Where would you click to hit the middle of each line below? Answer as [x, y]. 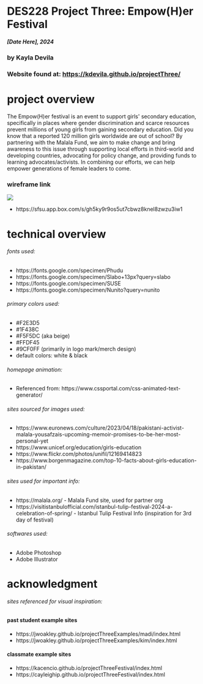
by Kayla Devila [30, 58]
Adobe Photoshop [39, 552]
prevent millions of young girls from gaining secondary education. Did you [100, 129]
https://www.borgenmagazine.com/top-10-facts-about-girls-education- [106, 460]
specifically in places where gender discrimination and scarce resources [98, 123]
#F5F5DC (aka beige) [43, 336]
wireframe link [29, 184]
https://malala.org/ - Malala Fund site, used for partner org [89, 500]
